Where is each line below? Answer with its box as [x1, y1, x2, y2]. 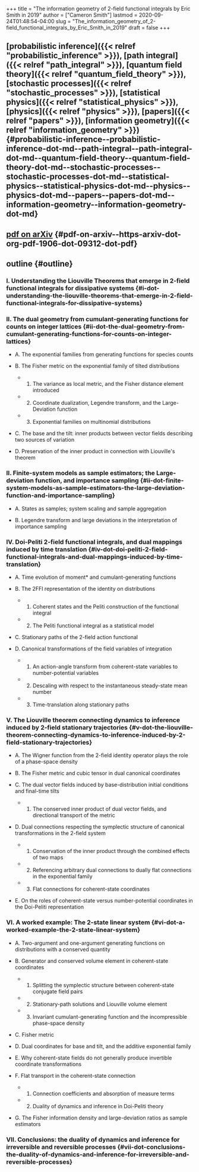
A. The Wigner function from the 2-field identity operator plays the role [14, 752, 189, 759]
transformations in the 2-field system [14, 830, 106, 837]
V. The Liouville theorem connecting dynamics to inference [6, 715, 180, 724]
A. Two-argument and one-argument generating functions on [14, 939, 165, 947]
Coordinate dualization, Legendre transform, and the [32, 399, 162, 407]
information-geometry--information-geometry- [6, 200, 187, 210]
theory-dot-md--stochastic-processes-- [6, 162, 161, 172]
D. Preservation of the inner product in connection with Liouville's [14, 448, 175, 455]
